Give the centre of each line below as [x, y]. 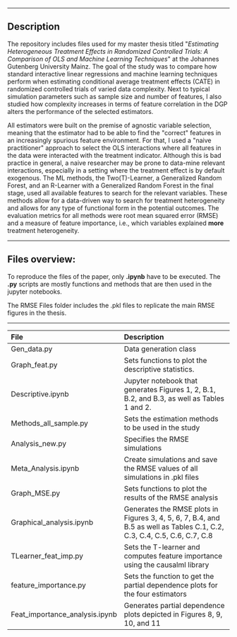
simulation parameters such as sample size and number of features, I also [115, 96]
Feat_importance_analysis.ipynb [64, 614]
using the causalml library [166, 565]
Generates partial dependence [174, 605]
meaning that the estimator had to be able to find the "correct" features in [114, 132]
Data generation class [160, 349]
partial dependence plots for [171, 585]
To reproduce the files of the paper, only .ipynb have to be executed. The [114, 276]
